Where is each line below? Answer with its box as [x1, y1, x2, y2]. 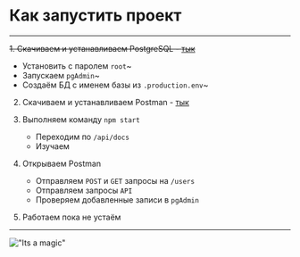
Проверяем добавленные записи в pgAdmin [35, 194, 199, 205]
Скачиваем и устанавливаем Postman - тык [21, 96, 190, 107]
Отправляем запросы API [35, 185, 133, 195]
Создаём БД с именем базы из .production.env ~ [21, 79, 209, 90]
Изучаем [35, 140, 70, 152]
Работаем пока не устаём [21, 211, 121, 222]
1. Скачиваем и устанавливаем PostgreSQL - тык [9, 43, 196, 54]
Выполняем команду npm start [21, 113, 140, 125]
